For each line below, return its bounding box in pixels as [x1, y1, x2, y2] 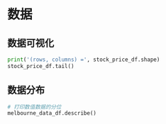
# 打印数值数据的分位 [7, 103, 62, 111]
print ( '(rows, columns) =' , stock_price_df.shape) [7, 56, 160, 63]
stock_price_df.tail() [7, 62, 74, 69]
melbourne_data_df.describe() [7, 110, 97, 117]
